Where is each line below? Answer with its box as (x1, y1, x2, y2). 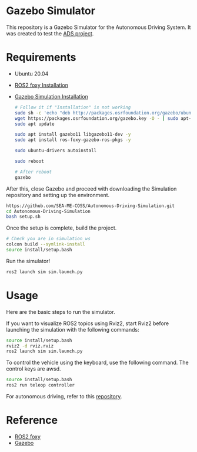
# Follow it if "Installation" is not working (14, 104, 131, 110)
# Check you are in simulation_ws (6, 236, 91, 242)
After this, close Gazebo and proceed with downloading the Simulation (6, 185, 177, 192)
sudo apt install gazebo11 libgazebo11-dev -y (14, 132, 131, 137)
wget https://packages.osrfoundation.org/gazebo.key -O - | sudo (14, 115, 178, 122)
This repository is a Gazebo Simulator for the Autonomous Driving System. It (6, 24, 191, 31)
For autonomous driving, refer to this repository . (6, 393, 122, 400)
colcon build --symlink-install (6, 241, 85, 247)
